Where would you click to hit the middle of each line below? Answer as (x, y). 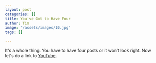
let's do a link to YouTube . (31, 56)
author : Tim (17, 23)
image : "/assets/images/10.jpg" (38, 28)
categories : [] (20, 14)
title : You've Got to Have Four (38, 19)
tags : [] (14, 32)
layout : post (18, 10)
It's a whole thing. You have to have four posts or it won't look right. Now (78, 50)
